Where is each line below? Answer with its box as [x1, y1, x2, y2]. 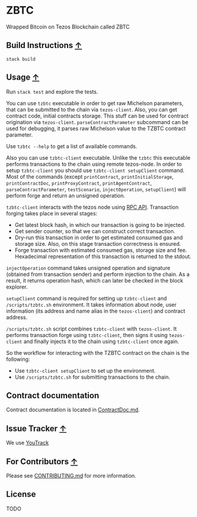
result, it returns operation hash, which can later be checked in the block [6, 277, 184, 284]
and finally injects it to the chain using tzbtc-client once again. [23, 338, 179, 345]
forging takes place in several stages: [6, 210, 98, 217]
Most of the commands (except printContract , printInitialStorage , [6, 173, 174, 180]
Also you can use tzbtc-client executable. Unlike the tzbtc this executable [6, 154, 191, 161]
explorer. [6, 283, 28, 290]
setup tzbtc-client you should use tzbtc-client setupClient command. [6, 167, 185, 174]
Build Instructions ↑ [6, 40, 82, 50]
